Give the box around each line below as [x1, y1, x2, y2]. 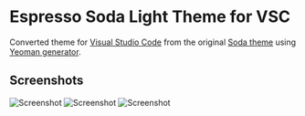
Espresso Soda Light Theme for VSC [9, 6, 290, 27]
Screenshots [9, 73, 84, 89]
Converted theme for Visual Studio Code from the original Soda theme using [9, 37, 297, 47]
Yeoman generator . [9, 46, 81, 57]
